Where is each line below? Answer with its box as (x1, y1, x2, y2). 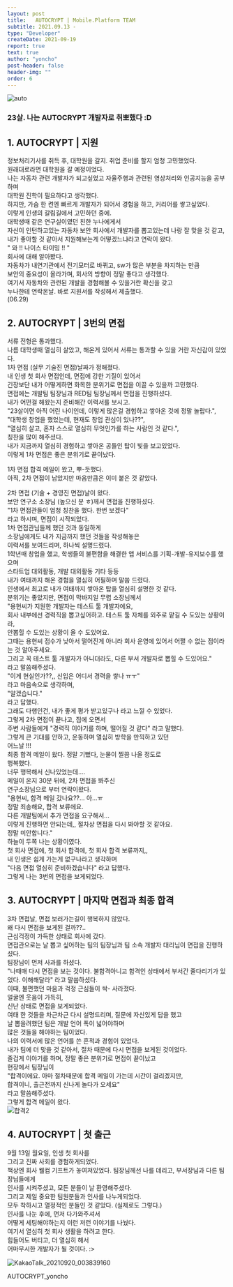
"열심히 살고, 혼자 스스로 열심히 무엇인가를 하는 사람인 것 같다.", (7, 423, 179, 432)
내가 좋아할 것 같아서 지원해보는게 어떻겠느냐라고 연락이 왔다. (7, 235, 173, 243)
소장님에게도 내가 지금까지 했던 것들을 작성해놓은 (7, 532, 140, 541)
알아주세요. (22, 645, 52, 654)
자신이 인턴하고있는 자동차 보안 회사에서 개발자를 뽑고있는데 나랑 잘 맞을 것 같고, (7, 226, 225, 234)
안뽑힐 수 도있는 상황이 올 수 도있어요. (7, 628, 110, 636)
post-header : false (7, 62, 64, 69)
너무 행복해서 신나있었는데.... (7, 767, 86, 776)
